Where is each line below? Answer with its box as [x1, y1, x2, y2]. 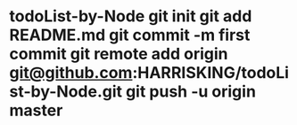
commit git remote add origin [9, 44, 228, 64]
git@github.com [9, 63, 133, 83]
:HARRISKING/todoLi [132, 63, 290, 83]
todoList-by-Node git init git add [9, 6, 252, 27]
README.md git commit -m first [9, 25, 251, 45]
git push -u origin [125, 82, 257, 102]
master [9, 100, 63, 121]
